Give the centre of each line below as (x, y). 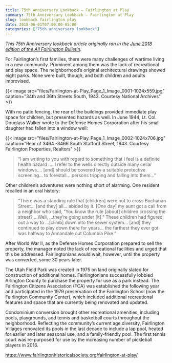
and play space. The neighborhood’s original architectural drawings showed (85, 70)
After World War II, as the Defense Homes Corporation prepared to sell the (84, 243)
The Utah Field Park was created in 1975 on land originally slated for (77, 270)
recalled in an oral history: (33, 191)
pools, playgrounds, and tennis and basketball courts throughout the (77, 318)
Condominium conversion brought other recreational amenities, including (82, 312)
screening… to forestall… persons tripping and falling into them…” (87, 176)
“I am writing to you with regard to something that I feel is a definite (89, 159)
